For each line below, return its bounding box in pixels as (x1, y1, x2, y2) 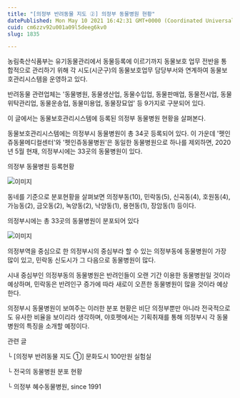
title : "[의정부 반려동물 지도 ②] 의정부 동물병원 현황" (7, 10, 156, 18)
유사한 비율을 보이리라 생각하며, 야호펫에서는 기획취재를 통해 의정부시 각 (14, 313, 216, 322)
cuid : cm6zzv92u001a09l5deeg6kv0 (7, 24, 107, 31)
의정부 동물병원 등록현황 (7, 162, 75, 171)
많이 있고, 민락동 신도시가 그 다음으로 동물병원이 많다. (7, 256, 156, 265)
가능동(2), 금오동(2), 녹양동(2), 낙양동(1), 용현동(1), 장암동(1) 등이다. (7, 201, 196, 210)
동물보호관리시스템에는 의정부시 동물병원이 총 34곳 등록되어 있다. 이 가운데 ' (7, 129, 219, 138)
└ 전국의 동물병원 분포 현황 (7, 367, 83, 376)
